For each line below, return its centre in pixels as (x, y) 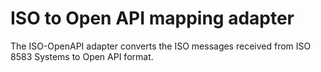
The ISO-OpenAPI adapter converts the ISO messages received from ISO (161, 46)
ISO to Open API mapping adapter (152, 18)
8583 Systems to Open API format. (82, 56)
